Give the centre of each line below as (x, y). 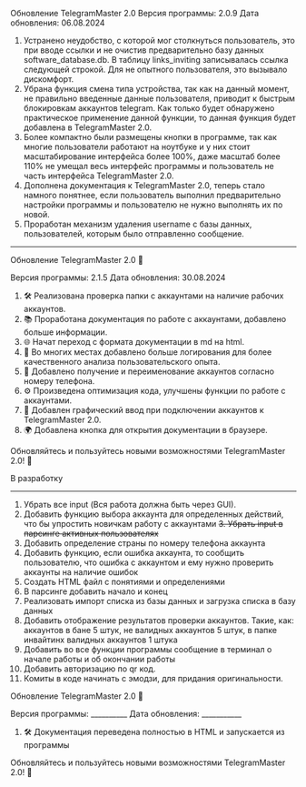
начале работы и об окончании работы (99, 659)
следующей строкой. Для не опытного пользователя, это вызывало (155, 69)
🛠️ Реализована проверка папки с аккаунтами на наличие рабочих (153, 296)
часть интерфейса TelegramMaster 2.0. (99, 176)
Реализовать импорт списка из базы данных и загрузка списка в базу (159, 601)
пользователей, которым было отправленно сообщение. (133, 234)
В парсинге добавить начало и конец (95, 591)
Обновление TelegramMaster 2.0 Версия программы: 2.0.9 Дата (135, 13)
